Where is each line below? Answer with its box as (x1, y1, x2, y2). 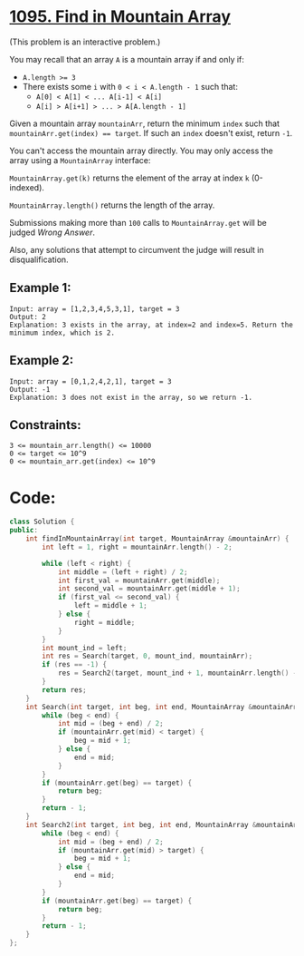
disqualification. (9, 254, 70, 265)
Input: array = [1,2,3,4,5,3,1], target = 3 (9, 304, 180, 314)
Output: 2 (9, 312, 47, 321)
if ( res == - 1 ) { (42, 660, 107, 669)
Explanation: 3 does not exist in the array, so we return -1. (9, 393, 253, 402)
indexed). (9, 181, 45, 192)
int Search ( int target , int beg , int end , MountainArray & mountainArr (25, 702, 298, 711)
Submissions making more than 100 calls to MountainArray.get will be (9, 217, 267, 228)
